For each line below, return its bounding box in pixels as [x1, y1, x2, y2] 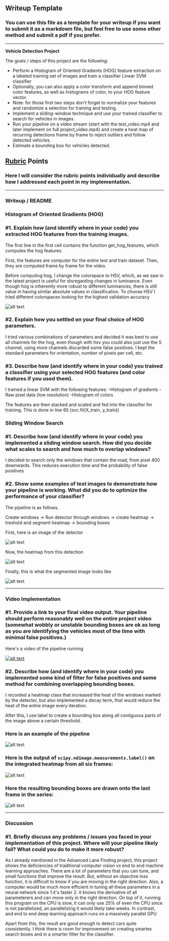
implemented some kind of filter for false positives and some [5, 674, 157, 681]
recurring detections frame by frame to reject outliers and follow [12, 131, 146, 138]
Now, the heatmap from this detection [5, 549, 84, 555]
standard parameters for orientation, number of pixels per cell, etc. [5, 350, 143, 356]
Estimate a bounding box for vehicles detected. [12, 142, 111, 148]
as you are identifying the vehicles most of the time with [5, 628, 145, 635]
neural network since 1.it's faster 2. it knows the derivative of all [5, 889, 137, 896]
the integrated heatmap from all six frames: [5, 761, 113, 768]
